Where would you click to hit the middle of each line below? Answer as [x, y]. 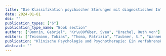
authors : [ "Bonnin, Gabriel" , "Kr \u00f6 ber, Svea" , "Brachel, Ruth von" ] [83, 32]
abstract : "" [19, 46]
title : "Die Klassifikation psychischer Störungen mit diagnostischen [79, 9]
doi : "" [13, 19]
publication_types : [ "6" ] [32, 23]
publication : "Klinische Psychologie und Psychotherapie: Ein [70, 41]
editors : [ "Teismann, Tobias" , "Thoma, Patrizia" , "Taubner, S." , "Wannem [84, 37]
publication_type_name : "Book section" [46, 28]
